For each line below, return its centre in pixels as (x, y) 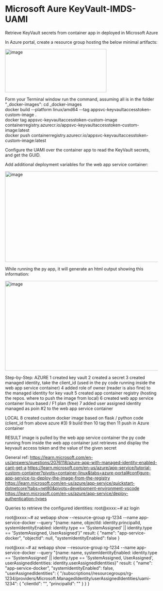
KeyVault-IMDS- (102, 9)
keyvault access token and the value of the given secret (61, 448)
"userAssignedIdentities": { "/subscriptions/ (49, 573)
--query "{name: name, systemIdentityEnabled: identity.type (97, 553)
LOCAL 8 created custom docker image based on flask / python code (74, 418)
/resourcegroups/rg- (113, 573)
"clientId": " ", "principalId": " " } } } (56, 583)
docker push (18, 135)
